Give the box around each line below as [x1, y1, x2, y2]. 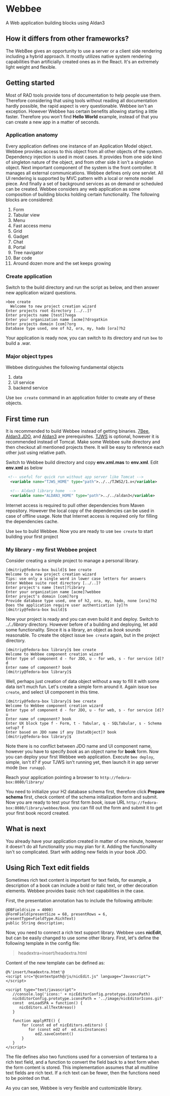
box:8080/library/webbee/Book [6, 806, 70, 811]
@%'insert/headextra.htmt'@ [6, 969, 65, 975]
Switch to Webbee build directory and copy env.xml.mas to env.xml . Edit [6, 460, 158, 466]
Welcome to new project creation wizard [10, 304, 96, 309]
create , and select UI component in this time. [6, 689, 99, 695]
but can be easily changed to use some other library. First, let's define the [6, 935, 159, 941]
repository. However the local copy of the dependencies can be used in [6, 508, 154, 514]
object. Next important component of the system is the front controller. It [6, 164, 157, 170]
